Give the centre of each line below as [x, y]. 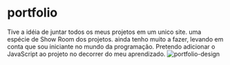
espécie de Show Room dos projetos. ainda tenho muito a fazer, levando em [115, 39]
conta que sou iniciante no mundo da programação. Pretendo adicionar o [111, 46]
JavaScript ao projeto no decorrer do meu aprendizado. [86, 54]
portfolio [32, 13]
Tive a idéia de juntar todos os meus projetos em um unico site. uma [104, 32]
